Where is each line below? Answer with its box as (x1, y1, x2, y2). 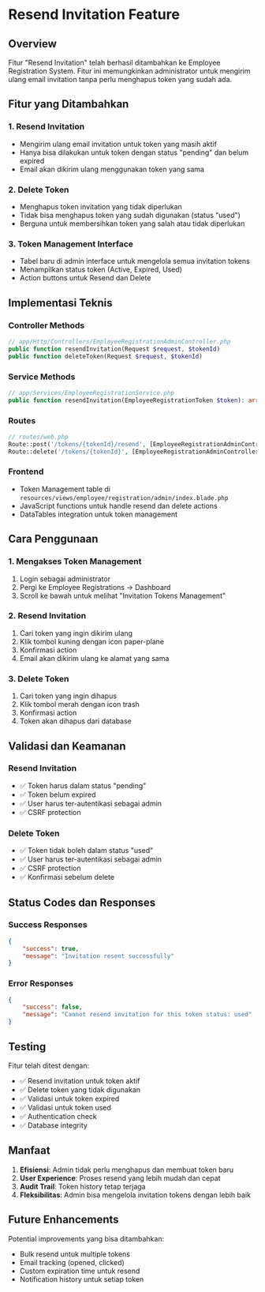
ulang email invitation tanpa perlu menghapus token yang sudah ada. (8, 75, 233, 84)
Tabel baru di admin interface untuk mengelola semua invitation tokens (19, 257, 250, 266)
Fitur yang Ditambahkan (8, 97, 129, 111)
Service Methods (8, 371, 76, 382)
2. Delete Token (8, 184, 69, 195)
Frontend (8, 466, 44, 477)
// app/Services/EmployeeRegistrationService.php (8, 389, 175, 396)
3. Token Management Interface (8, 238, 134, 250)
